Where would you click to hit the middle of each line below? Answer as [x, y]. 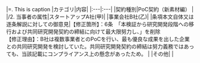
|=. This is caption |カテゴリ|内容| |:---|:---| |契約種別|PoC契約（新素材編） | [100, 9]
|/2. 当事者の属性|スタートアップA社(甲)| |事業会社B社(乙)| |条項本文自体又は [100, 17]
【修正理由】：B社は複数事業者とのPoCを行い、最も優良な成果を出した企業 [98, 39]
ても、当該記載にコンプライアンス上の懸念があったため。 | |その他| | [90, 54]
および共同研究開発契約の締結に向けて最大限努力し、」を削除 [86, 31]
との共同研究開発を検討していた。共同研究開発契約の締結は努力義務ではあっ [100, 46]
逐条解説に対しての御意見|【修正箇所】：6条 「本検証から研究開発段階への [98, 24]
